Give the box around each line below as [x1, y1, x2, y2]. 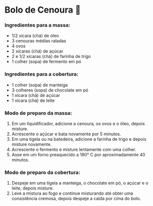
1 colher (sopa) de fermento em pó [11, 58, 81, 65]
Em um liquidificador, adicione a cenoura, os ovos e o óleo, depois [11, 121, 145, 127]
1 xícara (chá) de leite [11, 97, 55, 103]
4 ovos [11, 43, 26, 49]
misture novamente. [11, 141, 52, 148]
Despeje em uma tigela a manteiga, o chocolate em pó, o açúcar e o [11, 180, 149, 186]
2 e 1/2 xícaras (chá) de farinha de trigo [11, 54, 91, 59]
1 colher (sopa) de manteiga [11, 82, 68, 88]
